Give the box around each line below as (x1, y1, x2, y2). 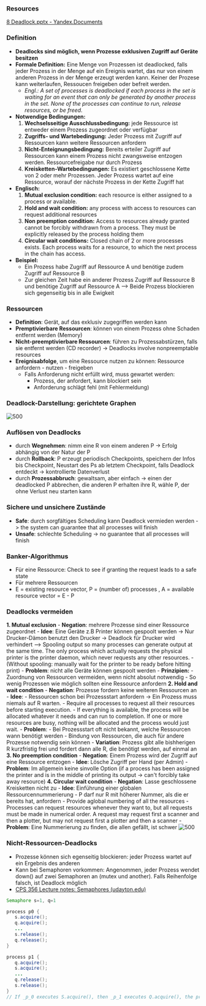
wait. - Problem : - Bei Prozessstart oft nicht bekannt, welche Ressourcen (6, 726, 191, 733)
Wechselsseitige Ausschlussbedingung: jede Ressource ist (24, 119, 178, 127)
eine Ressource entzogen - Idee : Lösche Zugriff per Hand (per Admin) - (6, 758, 188, 766)
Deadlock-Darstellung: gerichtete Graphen (6, 399, 137, 407)
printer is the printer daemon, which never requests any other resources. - (6, 654, 194, 661)
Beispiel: (15, 256, 39, 263)
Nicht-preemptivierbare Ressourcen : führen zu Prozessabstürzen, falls (15, 338, 198, 345)
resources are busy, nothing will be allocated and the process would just (6, 719, 189, 727)
